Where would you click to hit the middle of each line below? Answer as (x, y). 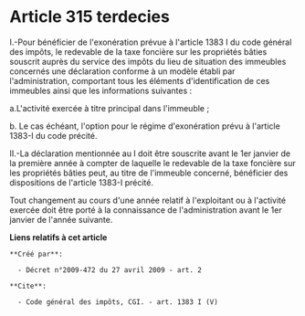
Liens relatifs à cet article (58, 237)
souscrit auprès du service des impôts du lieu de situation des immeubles (148, 61)
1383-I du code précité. (53, 135)
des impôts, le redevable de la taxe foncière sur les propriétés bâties (138, 51)
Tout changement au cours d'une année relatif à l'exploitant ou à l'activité (147, 200)
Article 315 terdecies (90, 17)
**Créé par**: (37, 254)
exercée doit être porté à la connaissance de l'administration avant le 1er (146, 210)
